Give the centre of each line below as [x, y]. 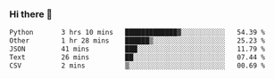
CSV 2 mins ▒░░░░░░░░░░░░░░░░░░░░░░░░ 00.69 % [137, 66]
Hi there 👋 [31, 14]
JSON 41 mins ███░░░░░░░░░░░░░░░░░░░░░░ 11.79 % [137, 49]
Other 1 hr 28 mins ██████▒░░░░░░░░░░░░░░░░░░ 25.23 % [137, 41]
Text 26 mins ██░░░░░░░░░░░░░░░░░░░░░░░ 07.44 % [137, 57]
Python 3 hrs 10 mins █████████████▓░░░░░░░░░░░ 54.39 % [137, 33]
